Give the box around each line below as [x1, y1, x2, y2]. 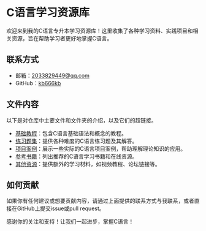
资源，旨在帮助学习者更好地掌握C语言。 [11, 34, 113, 42]
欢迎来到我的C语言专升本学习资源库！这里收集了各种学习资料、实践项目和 [6, 27, 193, 34]
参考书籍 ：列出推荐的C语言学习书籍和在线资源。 [15, 153, 138, 160]
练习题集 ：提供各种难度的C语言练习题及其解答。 [15, 137, 138, 145]
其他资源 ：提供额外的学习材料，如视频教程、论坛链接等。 [15, 160, 161, 167]
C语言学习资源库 [6, 6, 90, 20]
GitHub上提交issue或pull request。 [17, 205, 105, 212]
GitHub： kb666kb [15, 79, 61, 86]
